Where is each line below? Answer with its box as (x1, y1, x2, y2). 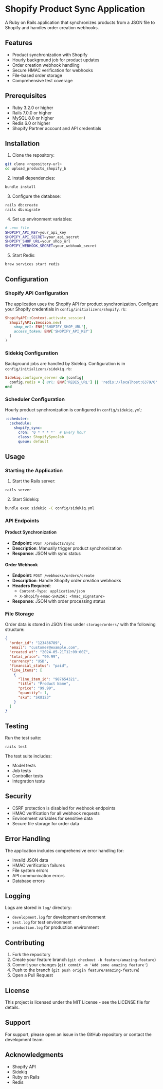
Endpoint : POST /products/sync (12, 540, 75, 546)
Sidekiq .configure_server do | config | (5, 375, 84, 380)
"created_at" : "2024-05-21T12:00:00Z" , (9, 650, 91, 655)
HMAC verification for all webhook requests (12, 810, 100, 816)
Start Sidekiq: (12, 496, 40, 502)
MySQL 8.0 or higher (12, 115, 54, 121)
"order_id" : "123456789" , (9, 641, 62, 646)
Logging (5, 892, 31, 900)
